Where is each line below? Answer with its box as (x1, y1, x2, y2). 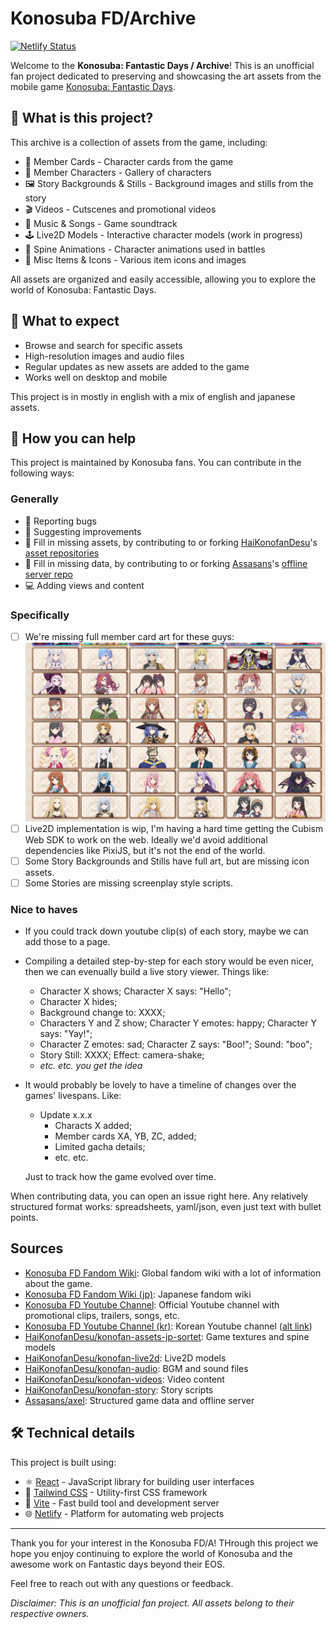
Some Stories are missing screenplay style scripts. (24, 877, 233, 889)
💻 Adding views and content (24, 579, 145, 591)
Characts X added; (54, 1120, 133, 1132)
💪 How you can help (10, 430, 137, 447)
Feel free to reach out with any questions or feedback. (10, 1577, 234, 1589)
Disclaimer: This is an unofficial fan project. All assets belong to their (10, 1597, 295, 1609)
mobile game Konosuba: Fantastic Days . (10, 80, 176, 92)
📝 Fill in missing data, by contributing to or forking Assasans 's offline (24, 557, 308, 569)
